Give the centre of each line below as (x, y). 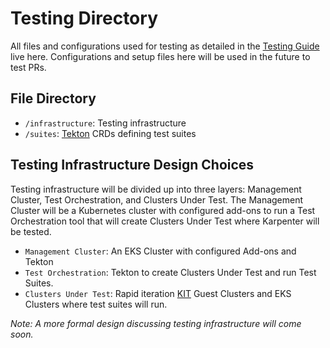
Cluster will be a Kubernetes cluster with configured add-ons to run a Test (163, 210)
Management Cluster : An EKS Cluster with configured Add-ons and (160, 251)
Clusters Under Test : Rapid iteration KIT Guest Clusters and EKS (158, 293)
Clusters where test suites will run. (96, 304)
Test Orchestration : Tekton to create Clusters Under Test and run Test (170, 272)
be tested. (31, 231)
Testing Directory (84, 18)
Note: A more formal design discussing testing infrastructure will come (156, 323)
